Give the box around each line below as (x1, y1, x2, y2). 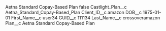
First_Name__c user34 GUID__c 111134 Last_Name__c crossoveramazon (11, 15, 160, 21)
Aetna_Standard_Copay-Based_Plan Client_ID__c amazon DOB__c (5, 9, 142, 15)
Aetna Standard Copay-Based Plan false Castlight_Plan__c (5, 4, 127, 10)
